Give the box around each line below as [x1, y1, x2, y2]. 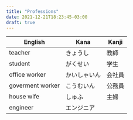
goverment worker [9, 81, 60, 90]
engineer [9, 104, 34, 112]
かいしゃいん [65, 71, 101, 79]
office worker [9, 71, 46, 79]
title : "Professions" [6, 8, 59, 15]
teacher [9, 49, 30, 57]
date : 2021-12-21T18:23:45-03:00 [6, 14, 88, 20]
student [9, 60, 30, 68]
